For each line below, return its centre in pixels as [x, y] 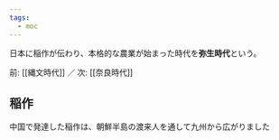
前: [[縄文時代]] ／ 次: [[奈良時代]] [71, 72]
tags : [19, 18]
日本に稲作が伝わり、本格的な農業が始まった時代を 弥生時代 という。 [135, 53]
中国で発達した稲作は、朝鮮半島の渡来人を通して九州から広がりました [140, 126]
